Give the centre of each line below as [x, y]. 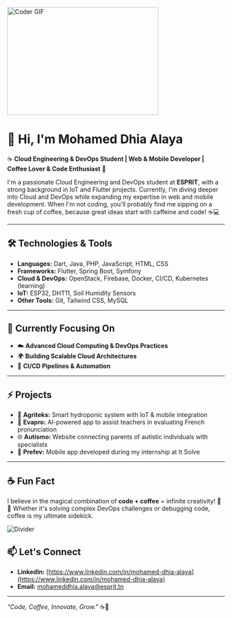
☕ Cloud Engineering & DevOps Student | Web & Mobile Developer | [106, 159]
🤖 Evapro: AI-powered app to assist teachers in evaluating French [111, 422]
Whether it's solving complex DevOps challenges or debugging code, [112, 509]
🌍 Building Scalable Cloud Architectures [77, 356]
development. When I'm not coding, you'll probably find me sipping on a [110, 204]
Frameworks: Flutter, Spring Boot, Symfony [79, 271]
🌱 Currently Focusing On [61, 328]
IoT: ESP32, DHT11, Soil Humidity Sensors [76, 293]
